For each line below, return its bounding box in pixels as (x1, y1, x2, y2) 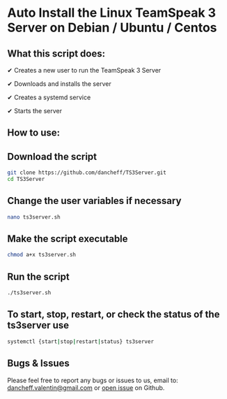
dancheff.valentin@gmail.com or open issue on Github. (7, 383, 165, 392)
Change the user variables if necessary (7, 195, 182, 207)
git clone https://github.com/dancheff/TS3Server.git (7, 169, 167, 176)
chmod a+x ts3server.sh (7, 252, 77, 259)
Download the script (7, 150, 97, 162)
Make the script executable (7, 233, 128, 245)
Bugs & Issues (7, 358, 70, 370)
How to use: (7, 127, 61, 139)
